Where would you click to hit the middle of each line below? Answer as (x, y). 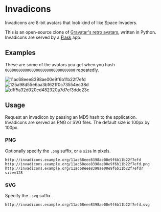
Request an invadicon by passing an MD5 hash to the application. (71, 117)
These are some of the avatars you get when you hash (60, 64)
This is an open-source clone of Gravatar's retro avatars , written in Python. (81, 32)
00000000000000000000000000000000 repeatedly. (52, 70)
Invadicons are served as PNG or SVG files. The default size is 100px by (78, 122)
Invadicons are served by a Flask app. (43, 37)
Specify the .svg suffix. (29, 196)
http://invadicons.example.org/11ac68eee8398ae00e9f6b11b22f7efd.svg (78, 205)
